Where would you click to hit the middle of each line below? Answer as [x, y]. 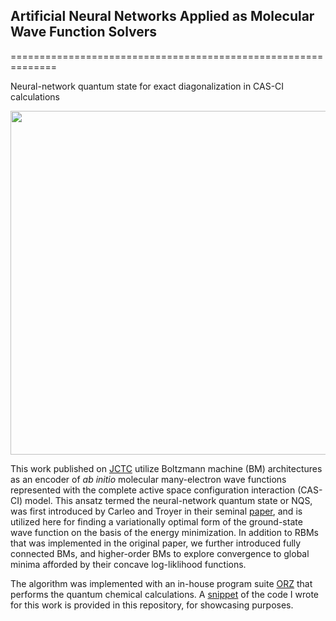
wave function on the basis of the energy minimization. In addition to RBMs [164, 532]
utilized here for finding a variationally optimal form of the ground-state [156, 521]
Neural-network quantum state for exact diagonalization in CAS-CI [147, 86]
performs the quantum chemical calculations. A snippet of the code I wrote [165, 594]
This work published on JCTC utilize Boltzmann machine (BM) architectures [166, 468]
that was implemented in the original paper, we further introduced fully [156, 543]
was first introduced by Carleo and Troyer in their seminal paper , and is [156, 511]
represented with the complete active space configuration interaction [153, 490]
